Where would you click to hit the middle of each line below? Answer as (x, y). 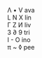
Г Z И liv (19, 25)
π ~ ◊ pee (21, 47)
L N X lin (19, 17)
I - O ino (19, 40)
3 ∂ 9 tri (19, 32)
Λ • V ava (21, 10)
